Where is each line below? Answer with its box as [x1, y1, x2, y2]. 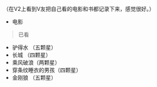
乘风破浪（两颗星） [12, 59, 61, 66]
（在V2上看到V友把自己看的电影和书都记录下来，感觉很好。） [3, 5, 155, 12]
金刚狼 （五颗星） [12, 74, 56, 81]
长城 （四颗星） [12, 51, 52, 59]
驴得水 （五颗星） [12, 44, 56, 51]
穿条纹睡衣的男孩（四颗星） [12, 66, 82, 74]
